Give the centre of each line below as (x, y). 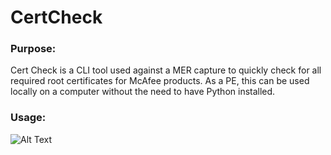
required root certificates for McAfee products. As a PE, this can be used (160, 81)
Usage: (28, 118)
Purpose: (33, 49)
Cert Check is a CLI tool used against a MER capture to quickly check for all (166, 70)
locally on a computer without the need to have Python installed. (143, 92)
